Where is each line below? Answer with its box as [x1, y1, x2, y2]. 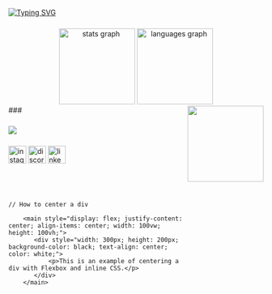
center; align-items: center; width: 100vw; [8, 222, 161, 230]
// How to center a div [8, 201, 89, 209]
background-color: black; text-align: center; [8, 243, 168, 251]
